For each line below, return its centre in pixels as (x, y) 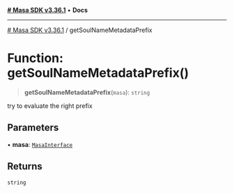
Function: (36, 58)
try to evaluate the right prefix (50, 106)
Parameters (33, 128)
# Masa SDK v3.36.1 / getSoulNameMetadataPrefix (80, 30)
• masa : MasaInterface (40, 144)
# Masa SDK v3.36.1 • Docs (48, 10)
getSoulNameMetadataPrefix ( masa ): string (87, 92)
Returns (25, 167)
